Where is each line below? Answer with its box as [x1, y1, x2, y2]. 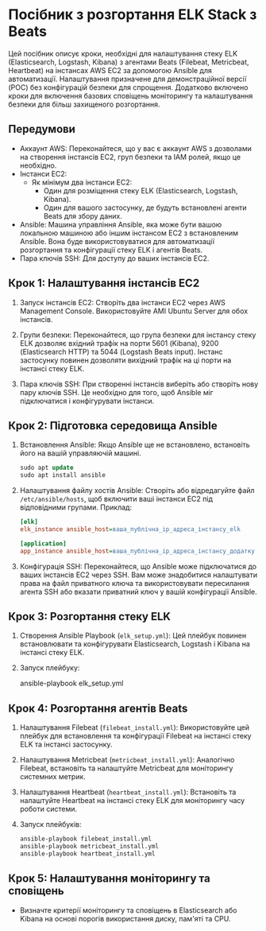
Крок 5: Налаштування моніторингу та [8, 872, 210, 886]
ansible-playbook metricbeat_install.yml [19, 843, 159, 851]
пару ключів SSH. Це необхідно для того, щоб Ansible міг [19, 387, 214, 397]
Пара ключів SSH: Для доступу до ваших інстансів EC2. [19, 253, 210, 263]
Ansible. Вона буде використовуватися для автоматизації [19, 236, 215, 246]
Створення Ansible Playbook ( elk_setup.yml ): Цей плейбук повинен [19, 630, 247, 641]
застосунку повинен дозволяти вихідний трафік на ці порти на [19, 355, 232, 365]
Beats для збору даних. [43, 211, 123, 220]
